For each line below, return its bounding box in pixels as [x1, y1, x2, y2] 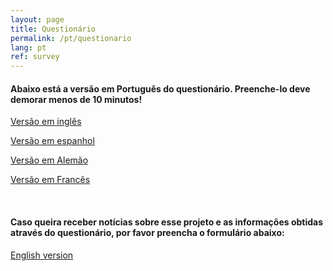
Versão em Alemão [10, 154, 89, 166]
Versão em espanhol [10, 135, 95, 147]
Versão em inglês [10, 116, 82, 128]
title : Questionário [10, 24, 97, 34]
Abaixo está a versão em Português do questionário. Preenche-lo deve [10, 82, 311, 95]
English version [10, 249, 74, 261]
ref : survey [10, 52, 60, 62]
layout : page [10, 14, 65, 25]
